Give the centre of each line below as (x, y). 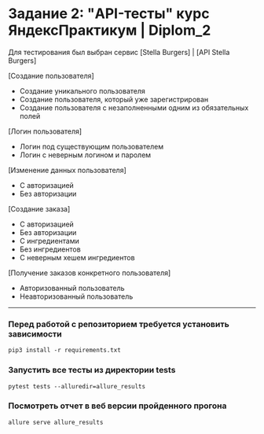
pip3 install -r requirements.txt (65, 351)
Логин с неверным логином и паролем (85, 155)
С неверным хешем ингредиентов (77, 257)
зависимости (35, 333)
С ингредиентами (49, 241)
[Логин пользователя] (45, 131)
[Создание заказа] (39, 208)
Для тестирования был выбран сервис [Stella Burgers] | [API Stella (119, 52)
